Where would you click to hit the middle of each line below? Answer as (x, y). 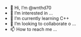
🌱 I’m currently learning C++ (39, 18)
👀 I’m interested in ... (31, 13)
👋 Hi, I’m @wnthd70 (31, 8)
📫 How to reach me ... (33, 29)
